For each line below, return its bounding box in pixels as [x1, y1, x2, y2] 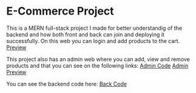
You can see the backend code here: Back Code [6, 80, 127, 88]
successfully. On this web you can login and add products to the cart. [6, 37, 180, 44]
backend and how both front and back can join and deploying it [6, 30, 165, 38]
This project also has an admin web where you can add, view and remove [6, 55, 190, 63]
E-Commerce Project [6, 4, 114, 18]
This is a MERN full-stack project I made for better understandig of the [6, 24, 183, 32]
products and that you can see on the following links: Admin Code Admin [6, 62, 189, 69]
